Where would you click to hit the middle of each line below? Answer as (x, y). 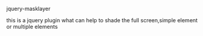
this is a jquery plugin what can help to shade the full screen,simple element (102, 20)
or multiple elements (32, 27)
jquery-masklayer (28, 9)
